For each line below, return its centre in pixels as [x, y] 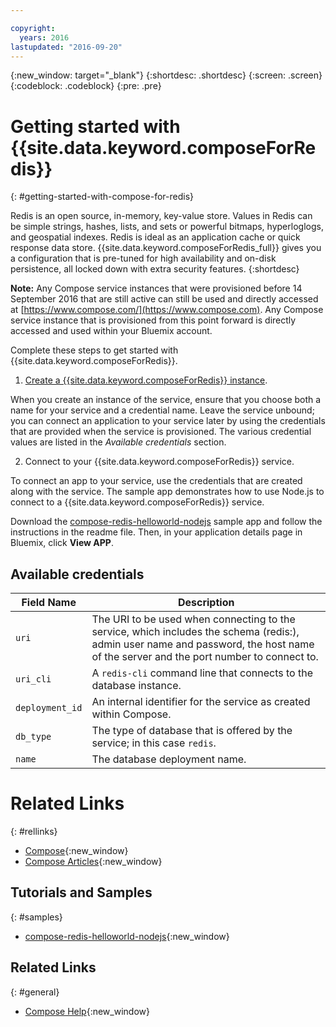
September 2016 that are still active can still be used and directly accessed [164, 299]
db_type [33, 737]
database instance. [136, 686]
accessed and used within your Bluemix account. [111, 331]
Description [206, 603]
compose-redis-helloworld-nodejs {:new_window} [127, 936]
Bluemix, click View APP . [62, 543]
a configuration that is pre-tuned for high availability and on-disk [143, 258]
